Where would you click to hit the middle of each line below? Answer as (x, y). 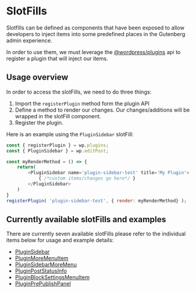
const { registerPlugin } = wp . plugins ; (58, 145)
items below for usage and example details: (60, 240)
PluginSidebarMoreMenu (46, 265)
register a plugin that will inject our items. (57, 58)
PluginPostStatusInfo (41, 271)
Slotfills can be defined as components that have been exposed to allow (95, 28)
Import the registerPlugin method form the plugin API (82, 103)
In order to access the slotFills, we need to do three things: (79, 92)
